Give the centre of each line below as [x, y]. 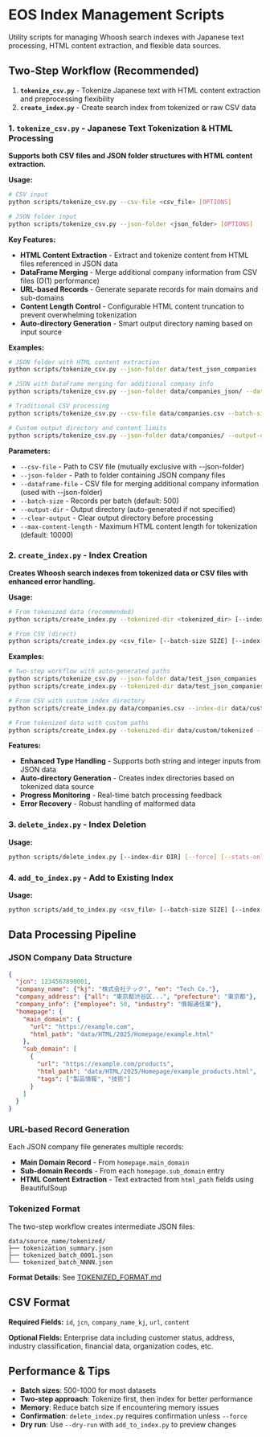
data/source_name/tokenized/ [57, 1241]
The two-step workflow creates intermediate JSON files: [102, 1226]
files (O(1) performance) [60, 280]
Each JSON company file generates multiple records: [96, 1147]
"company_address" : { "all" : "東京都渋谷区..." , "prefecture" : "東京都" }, [136, 997]
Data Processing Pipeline [72, 935]
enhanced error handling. [52, 581]
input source [41, 332]
